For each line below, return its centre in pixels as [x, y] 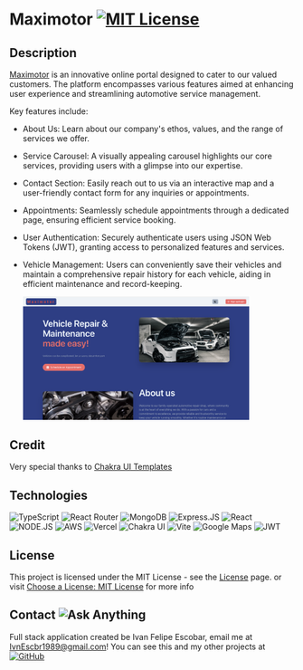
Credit [27, 445]
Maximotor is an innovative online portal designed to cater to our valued [143, 74]
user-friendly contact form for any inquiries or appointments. [136, 193]
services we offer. [56, 139]
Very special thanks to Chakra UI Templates [91, 467]
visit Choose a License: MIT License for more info [102, 587]
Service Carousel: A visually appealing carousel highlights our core [147, 156]
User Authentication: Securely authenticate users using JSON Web [147, 237]
